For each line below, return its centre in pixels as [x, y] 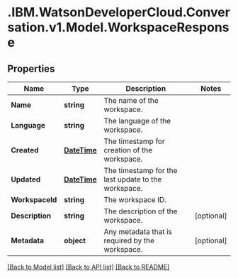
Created [25, 150]
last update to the [133, 179]
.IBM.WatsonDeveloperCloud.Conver [119, 12]
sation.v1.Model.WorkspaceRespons [118, 27]
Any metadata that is [138, 232]
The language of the [137, 121]
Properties [31, 68]
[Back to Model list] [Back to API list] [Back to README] [89, 267]
